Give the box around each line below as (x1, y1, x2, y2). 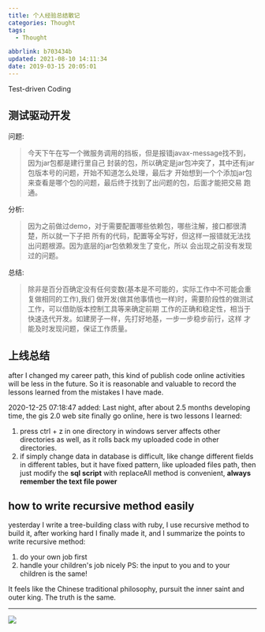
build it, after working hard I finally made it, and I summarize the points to (8, 529, 245, 538)
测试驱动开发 (8, 109, 71, 122)
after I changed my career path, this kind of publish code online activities (8, 370, 245, 380)
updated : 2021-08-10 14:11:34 (8, 55, 108, 63)
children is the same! (19, 569, 88, 578)
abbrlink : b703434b (8, 48, 73, 56)
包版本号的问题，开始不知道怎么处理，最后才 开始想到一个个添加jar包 (27, 167, 252, 178)
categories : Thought (8, 19, 77, 27)
